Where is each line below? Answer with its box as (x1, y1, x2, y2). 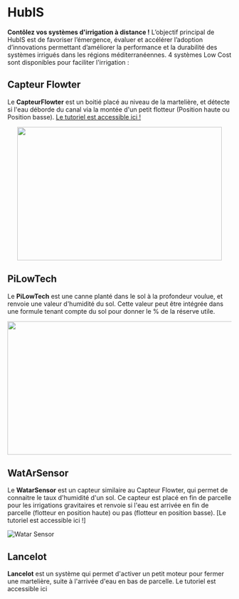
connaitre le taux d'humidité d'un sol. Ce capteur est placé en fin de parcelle (7, 494, 232, 502)
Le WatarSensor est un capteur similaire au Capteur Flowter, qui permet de (7, 486, 228, 494)
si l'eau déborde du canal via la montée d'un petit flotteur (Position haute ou (7, 105, 230, 114)
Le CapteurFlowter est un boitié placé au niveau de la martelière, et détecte (7, 97, 230, 106)
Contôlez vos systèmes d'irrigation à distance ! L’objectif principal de (7, 28, 215, 36)
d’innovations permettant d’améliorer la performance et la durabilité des (7, 43, 218, 51)
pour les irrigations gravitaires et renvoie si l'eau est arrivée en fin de (7, 501, 209, 509)
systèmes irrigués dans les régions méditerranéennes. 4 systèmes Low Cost (7, 51, 232, 59)
